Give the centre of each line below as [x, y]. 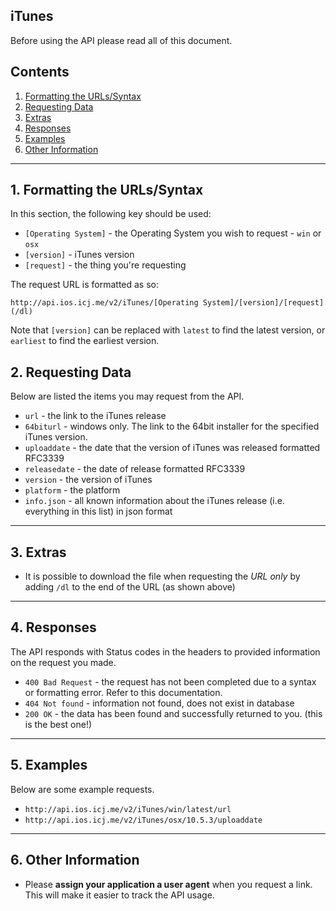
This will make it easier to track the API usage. [119, 895]
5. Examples [49, 765]
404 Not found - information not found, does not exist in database [159, 703]
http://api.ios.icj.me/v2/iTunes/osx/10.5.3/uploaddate [143, 820]
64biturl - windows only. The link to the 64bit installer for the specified [172, 426]
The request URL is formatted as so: [85, 285]
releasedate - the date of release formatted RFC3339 [135, 469]
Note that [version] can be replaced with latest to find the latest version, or [168, 330]
